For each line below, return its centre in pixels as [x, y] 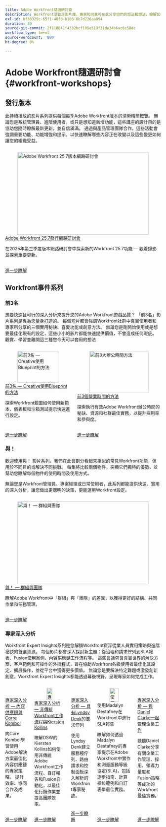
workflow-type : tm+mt [27, 33]
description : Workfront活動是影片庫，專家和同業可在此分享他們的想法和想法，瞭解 [81, 14]
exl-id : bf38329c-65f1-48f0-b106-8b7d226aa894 [54, 19]
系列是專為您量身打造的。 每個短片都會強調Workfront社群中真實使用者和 [83, 321]
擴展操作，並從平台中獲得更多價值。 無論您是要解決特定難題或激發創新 [86, 670]
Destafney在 [110, 711]
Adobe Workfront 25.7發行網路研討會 [43, 238]
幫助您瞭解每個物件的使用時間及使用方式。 [48, 473]
